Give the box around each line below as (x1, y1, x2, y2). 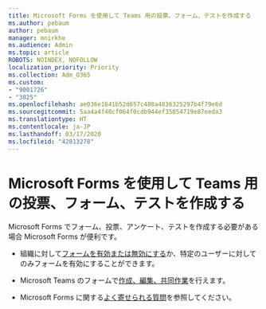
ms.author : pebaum (8, 19, 69, 27)
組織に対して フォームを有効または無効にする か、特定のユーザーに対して (19, 248, 257, 259)
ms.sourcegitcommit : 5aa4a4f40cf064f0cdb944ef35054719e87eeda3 (8, 108, 223, 116)
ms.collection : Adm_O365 (8, 71, 91, 79)
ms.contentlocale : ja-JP (8, 123, 91, 131)
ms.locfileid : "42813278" (8, 137, 94, 146)
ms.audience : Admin (8, 41, 73, 49)
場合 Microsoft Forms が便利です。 (8, 232, 122, 241)
